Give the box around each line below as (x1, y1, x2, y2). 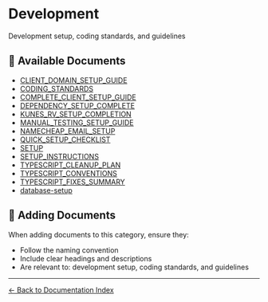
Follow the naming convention (19, 245, 119, 255)
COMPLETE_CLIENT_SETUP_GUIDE (19, 92, 137, 102)
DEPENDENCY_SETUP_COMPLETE (19, 100, 136, 110)
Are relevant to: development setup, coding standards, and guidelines (19, 262, 250, 272)
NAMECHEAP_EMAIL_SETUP (19, 126, 116, 135)
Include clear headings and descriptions (19, 253, 152, 263)
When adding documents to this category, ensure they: (8, 229, 189, 239)
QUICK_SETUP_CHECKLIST (19, 135, 111, 144)
